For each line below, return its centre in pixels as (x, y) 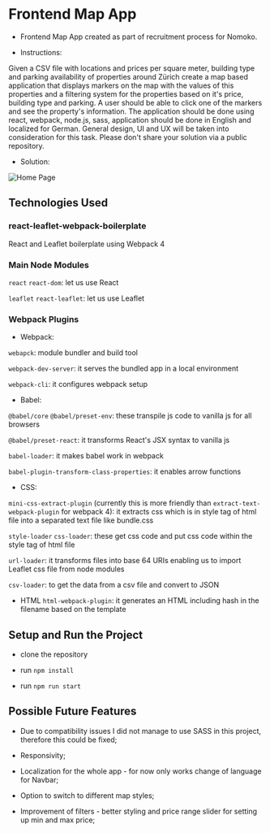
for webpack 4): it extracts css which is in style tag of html (159, 512)
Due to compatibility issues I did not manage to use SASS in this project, (141, 731)
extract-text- (237, 504)
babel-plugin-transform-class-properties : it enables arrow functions (125, 471)
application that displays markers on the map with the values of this (121, 85)
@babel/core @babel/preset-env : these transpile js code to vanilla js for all (130, 416)
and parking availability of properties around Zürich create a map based (129, 76)
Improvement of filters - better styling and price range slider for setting (139, 811)
